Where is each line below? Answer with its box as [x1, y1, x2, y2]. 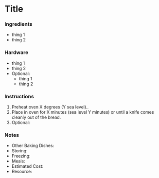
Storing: [11, 148, 28, 154]
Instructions [4, 93, 35, 100]
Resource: [11, 169, 33, 175]
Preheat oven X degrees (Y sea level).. [11, 104, 89, 110]
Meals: [11, 158, 25, 164]
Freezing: [11, 153, 31, 159]
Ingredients [4, 21, 33, 28]
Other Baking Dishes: [11, 142, 54, 149]
